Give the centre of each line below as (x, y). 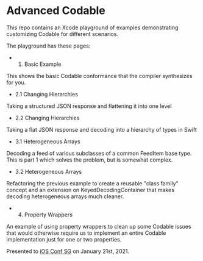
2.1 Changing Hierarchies (46, 94)
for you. (16, 82)
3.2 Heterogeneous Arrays (48, 171)
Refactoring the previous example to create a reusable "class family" (92, 183)
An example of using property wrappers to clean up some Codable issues (99, 226)
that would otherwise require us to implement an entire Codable (86, 233)
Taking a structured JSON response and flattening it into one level (89, 106)
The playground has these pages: (48, 46)
